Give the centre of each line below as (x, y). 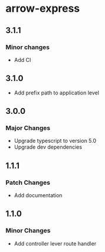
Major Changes (28, 128)
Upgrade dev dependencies (48, 147)
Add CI (22, 60)
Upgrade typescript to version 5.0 (55, 141)
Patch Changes (28, 182)
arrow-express (43, 9)
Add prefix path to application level (57, 93)
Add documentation (38, 195)
